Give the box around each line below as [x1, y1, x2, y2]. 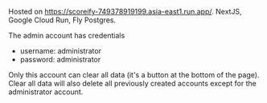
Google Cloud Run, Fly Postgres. [8, 15, 117, 25]
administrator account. [8, 87, 84, 97]
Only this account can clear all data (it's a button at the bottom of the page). [8, 70, 260, 79]
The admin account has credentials [8, 31, 125, 40]
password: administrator [19, 55, 101, 64]
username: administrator [19, 46, 102, 55]
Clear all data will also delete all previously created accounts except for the [8, 79, 257, 88]
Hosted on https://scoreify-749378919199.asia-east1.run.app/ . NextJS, [8, 7, 243, 16]
